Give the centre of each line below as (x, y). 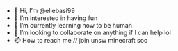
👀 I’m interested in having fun (56, 18)
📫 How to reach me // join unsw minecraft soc (81, 40)
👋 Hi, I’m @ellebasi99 (44, 11)
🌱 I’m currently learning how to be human (73, 25)
